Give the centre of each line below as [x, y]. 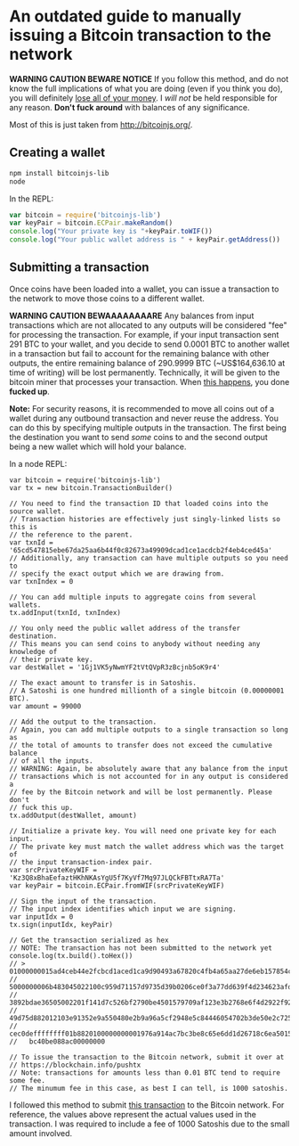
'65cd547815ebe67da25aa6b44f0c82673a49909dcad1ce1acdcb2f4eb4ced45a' [141, 550]
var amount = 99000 [45, 706]
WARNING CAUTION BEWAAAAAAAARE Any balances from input [132, 315]
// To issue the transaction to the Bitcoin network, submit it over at [147, 1057]
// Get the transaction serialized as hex [89, 940]
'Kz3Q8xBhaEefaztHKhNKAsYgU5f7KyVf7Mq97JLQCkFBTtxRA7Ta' [117, 878]
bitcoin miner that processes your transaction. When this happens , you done [149, 381]
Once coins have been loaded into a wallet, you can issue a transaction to [144, 289]
